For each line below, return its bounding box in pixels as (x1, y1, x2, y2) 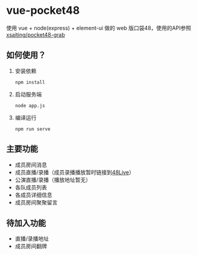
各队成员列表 (14, 183, 47, 190)
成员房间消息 (14, 161, 47, 168)
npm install (14, 79, 45, 85)
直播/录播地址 (14, 235, 49, 242)
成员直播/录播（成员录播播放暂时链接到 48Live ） (14, 168, 134, 175)
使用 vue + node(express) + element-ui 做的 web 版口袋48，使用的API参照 (6, 24, 192, 31)
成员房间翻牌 (14, 242, 47, 250)
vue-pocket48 (6, 4, 80, 17)
